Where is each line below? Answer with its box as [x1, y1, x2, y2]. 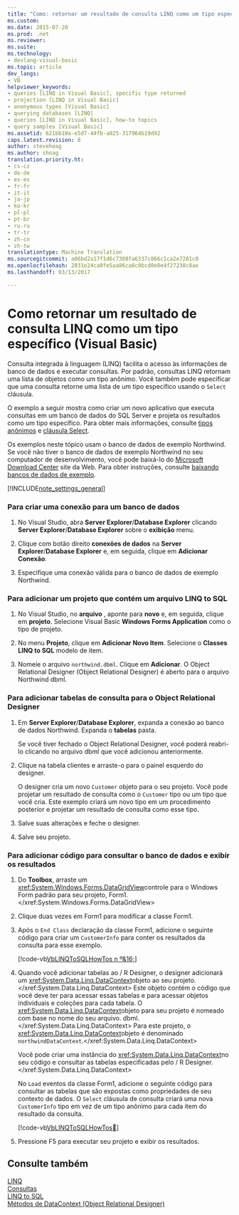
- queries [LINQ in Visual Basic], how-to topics [7, 116, 158, 123]
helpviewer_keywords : [7, 83, 72, 90]
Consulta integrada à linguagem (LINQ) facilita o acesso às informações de [7, 359, 228, 367]
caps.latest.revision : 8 [7, 136, 81, 143]
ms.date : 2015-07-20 [7, 24, 69, 31]
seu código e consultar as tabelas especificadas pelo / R [17, 1058, 184, 1066]
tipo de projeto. [17, 625, 63, 634]
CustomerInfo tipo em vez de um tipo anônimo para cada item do [17, 1102, 208, 1110]
